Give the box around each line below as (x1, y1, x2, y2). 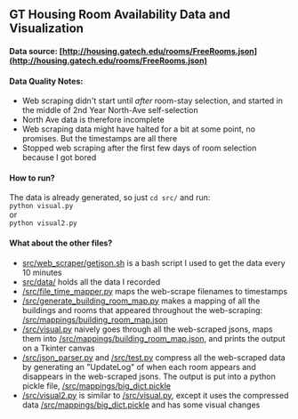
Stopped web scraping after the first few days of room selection (21, 142, 257, 154)
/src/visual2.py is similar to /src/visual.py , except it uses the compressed (21, 390, 289, 400)
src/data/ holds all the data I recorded (21, 276, 161, 287)
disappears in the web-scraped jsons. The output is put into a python (21, 371, 276, 382)
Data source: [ (9, 45, 63, 56)
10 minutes (21, 267, 62, 278)
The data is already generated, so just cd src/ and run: (9, 192, 211, 203)
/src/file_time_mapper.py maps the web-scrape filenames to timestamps (21, 286, 287, 296)
